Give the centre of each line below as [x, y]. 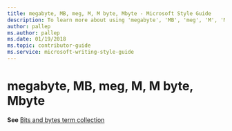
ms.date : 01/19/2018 [37, 39]
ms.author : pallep [33, 33]
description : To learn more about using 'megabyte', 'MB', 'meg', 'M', [112, 20]
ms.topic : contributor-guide [49, 46]
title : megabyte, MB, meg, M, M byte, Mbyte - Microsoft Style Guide [109, 13]
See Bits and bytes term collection [56, 120]
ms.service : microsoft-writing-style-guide [71, 52]
